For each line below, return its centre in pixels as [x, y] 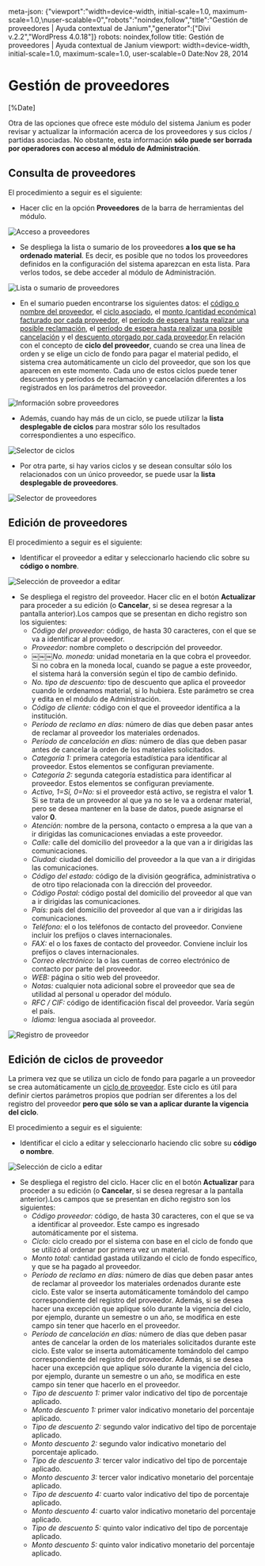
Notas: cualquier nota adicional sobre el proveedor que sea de [133, 985]
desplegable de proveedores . [69, 483]
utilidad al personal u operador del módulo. [102, 994]
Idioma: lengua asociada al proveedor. [94, 1019]
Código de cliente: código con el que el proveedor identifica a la [136, 707]
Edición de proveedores [68, 523]
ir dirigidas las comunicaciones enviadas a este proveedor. [127, 833]
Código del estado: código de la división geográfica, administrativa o [144, 875]
